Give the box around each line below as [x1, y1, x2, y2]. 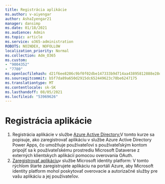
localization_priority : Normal [5, 48, 69, 53]
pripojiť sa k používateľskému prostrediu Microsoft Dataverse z [12, 147, 140, 153]
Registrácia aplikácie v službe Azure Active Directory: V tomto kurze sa [12, 131, 155, 138]
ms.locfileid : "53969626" [5, 94, 58, 99]
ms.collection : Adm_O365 [5, 53, 56, 58]
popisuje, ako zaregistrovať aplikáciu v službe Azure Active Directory [12, 137, 152, 143]
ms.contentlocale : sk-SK [5, 85, 56, 90]
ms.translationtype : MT [5, 80, 54, 85]
